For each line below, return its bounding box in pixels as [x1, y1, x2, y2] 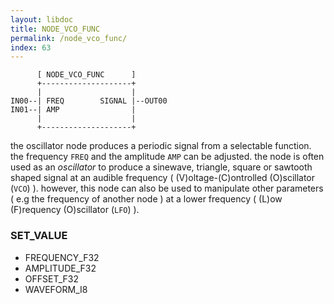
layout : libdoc [10, 14, 74, 25]
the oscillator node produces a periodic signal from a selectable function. [10, 140, 312, 152]
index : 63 [10, 42, 52, 53]
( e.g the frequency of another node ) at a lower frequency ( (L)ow [10, 193, 283, 205]
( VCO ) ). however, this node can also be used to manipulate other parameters [10, 182, 324, 195]
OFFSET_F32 [24, 272, 79, 285]
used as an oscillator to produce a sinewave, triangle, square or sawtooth [10, 161, 313, 173]
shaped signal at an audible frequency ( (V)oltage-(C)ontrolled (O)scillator [10, 172, 316, 184]
